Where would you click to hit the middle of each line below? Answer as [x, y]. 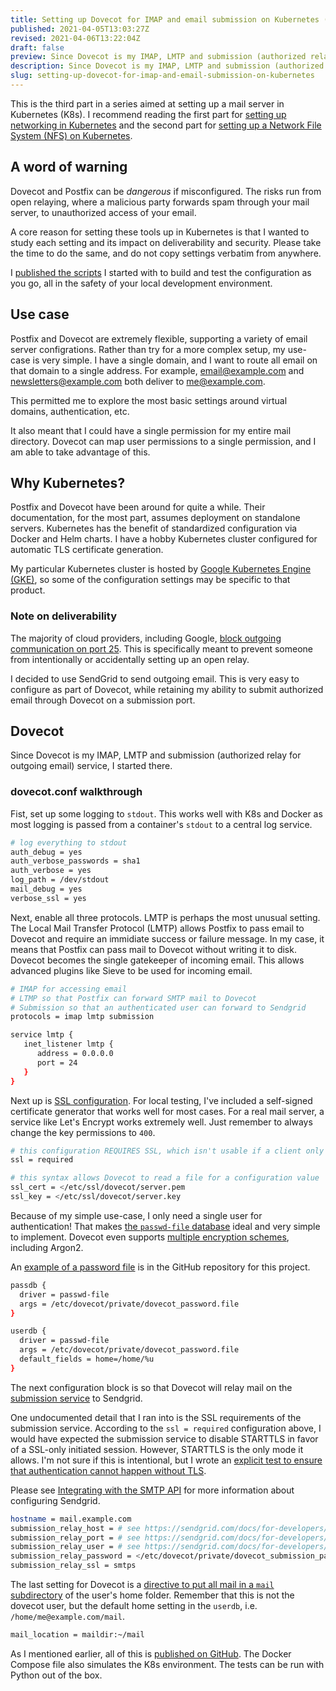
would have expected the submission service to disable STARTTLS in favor [164, 1438]
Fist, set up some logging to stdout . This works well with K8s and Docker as [166, 813]
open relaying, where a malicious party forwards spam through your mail [160, 202]
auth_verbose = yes [51, 871]
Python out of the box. [56, 1675]
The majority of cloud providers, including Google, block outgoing [146, 638]
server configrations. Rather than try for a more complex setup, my [148, 349]
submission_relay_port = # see [75, 1537]
